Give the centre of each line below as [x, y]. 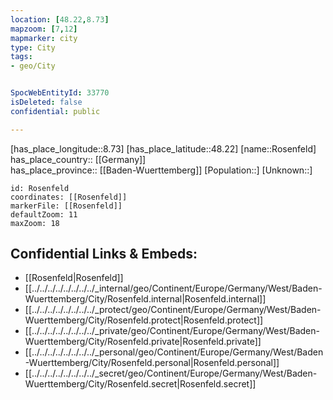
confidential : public [55, 111]
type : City [33, 47]
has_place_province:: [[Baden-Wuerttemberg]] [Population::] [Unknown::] [161, 170]
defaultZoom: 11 [44, 214]
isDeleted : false [46, 102]
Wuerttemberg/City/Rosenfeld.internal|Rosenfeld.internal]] [145, 299]
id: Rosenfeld [40, 188]
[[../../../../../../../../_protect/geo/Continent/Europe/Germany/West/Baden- [173, 310]
